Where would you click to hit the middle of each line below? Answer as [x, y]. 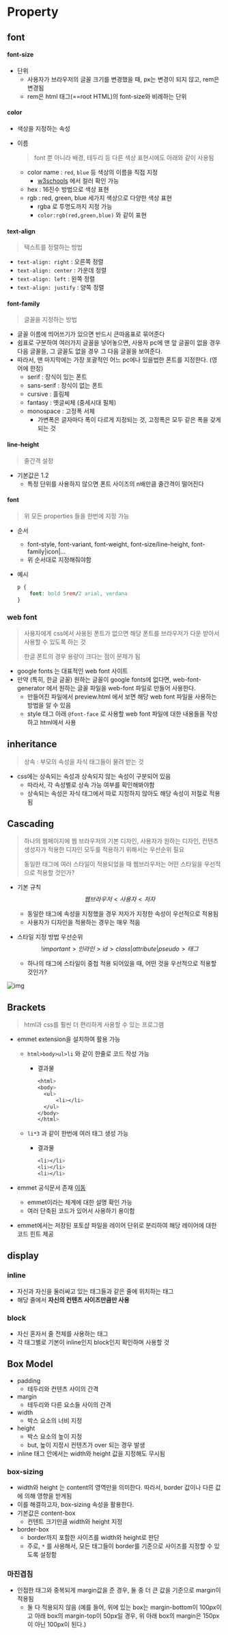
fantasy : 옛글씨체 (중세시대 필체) [72, 403]
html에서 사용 [58, 722]
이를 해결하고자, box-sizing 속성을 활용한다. [75, 1505]
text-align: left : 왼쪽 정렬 [56, 279]
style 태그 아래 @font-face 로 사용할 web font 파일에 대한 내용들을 [116, 714]
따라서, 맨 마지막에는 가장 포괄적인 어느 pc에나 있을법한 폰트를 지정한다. [112, 360]
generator [31, 688]
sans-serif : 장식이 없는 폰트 [65, 386]
